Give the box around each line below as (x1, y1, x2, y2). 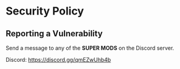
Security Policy (5, 4, 85, 18)
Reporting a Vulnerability (5, 28, 103, 39)
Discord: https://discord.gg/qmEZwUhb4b (5, 56, 111, 63)
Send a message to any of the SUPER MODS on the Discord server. (5, 44, 175, 51)
